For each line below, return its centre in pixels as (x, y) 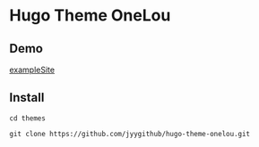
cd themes (28, 118)
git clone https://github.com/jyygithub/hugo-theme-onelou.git (130, 134)
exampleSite (32, 69)
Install (27, 98)
